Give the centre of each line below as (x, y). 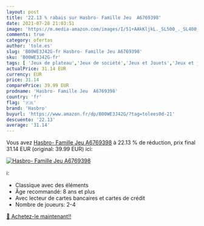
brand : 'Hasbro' (27, 108)
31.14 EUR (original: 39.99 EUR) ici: (49, 149)
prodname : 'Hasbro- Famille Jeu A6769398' (62, 91)
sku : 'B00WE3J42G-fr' (34, 57)
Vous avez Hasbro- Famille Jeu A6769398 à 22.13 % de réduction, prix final (101, 143)
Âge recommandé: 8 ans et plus (55, 192)
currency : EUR (24, 74)
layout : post (23, 12)
